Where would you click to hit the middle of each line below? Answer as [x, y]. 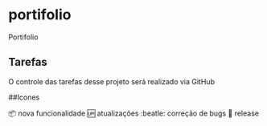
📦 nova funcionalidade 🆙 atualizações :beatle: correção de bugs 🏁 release [134, 113]
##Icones [24, 97]
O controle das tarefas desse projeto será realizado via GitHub [112, 81]
